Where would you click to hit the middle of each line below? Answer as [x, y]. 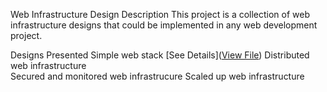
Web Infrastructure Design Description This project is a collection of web [160, 14]
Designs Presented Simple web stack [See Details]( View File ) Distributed [160, 55]
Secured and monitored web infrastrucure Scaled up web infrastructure [157, 76]
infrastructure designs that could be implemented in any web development [164, 25]
